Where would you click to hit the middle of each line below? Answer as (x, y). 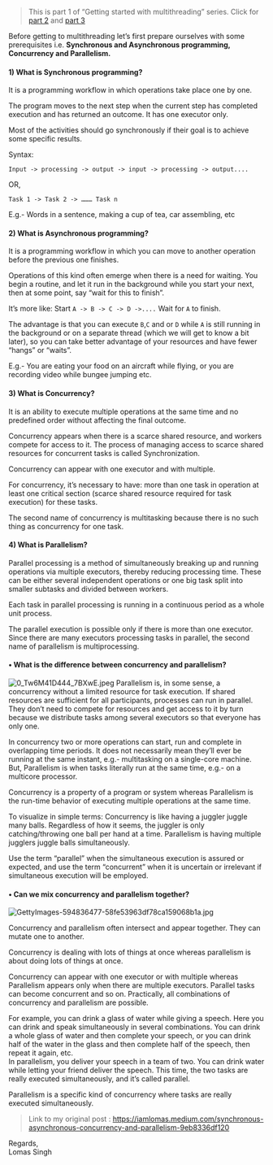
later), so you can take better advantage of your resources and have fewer (133, 341)
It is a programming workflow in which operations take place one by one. (130, 90)
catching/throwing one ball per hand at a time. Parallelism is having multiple (135, 834)
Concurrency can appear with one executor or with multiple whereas (123, 977)
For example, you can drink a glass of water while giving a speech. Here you (136, 1019)
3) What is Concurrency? (52, 393)
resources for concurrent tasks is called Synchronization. (104, 453)
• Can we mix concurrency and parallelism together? (99, 894)
